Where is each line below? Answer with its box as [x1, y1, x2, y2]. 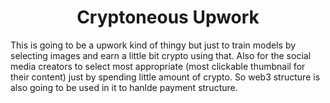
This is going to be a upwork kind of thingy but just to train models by [10, 39, 297, 51]
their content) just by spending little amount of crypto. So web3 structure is [10, 71, 321, 83]
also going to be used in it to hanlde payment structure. [10, 81, 238, 93]
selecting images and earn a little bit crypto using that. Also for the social [10, 49, 312, 61]
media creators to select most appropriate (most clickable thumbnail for [10, 60, 306, 72]
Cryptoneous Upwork [76, 6, 260, 29]
